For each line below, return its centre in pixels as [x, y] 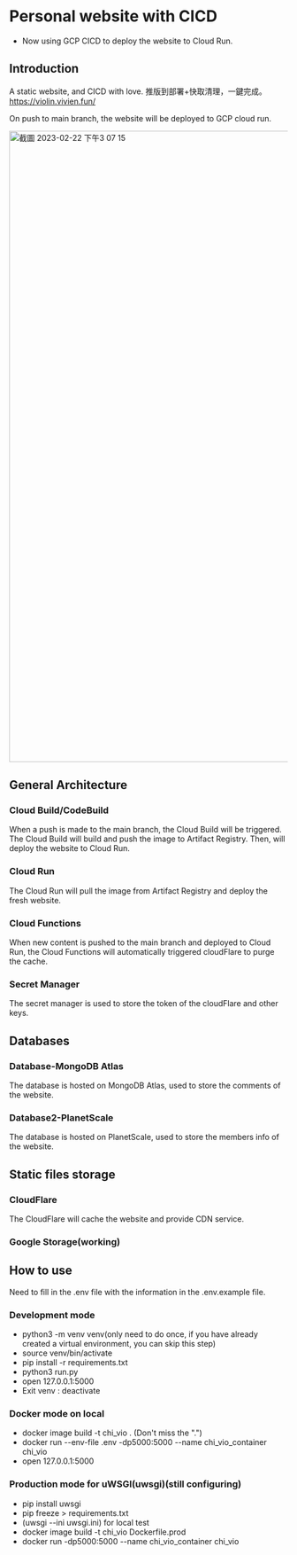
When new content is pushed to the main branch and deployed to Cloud [140, 942]
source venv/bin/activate [67, 1353]
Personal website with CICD [114, 16]
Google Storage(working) [65, 1241]
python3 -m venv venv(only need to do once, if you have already [140, 1334]
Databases [40, 1040]
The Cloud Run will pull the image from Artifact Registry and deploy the [138, 891]
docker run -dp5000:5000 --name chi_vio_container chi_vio [130, 1541]
